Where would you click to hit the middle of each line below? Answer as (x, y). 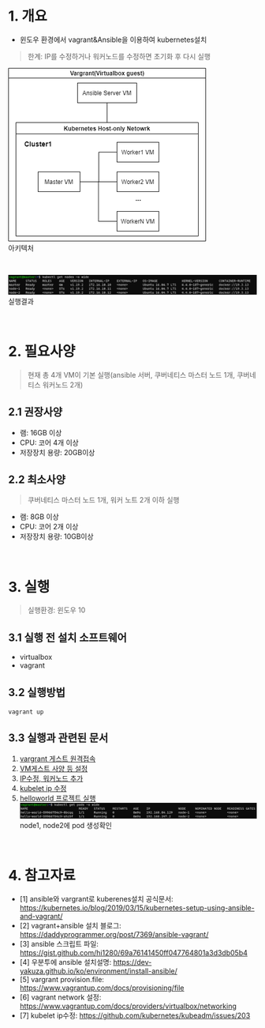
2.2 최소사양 (37, 479)
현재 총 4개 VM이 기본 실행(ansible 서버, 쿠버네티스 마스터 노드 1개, (131, 375)
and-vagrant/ (41, 917)
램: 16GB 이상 (41, 432)
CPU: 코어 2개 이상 (49, 527)
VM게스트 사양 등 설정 (54, 768)
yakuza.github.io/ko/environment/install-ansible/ (98, 971)
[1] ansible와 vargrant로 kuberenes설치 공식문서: (96, 899)
